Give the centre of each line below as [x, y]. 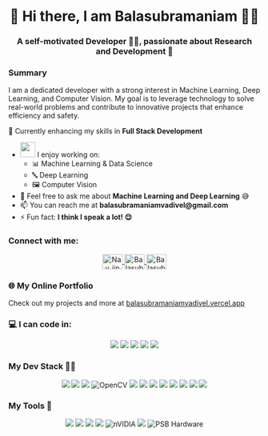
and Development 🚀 [134, 51]
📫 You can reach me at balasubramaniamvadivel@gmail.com [124, 205]
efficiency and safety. [44, 116]
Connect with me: [44, 241]
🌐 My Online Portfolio [51, 286]
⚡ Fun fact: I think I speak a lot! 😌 [76, 217]
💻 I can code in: [40, 324]
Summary [28, 73]
